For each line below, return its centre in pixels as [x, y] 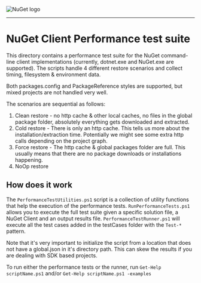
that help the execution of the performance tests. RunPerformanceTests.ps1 [98, 205]
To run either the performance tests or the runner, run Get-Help [84, 267]
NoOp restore [32, 166]
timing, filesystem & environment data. [54, 74]
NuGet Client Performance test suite [98, 39]
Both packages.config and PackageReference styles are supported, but [94, 86]
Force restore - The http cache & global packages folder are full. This [100, 147]
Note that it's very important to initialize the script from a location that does [99, 242]
